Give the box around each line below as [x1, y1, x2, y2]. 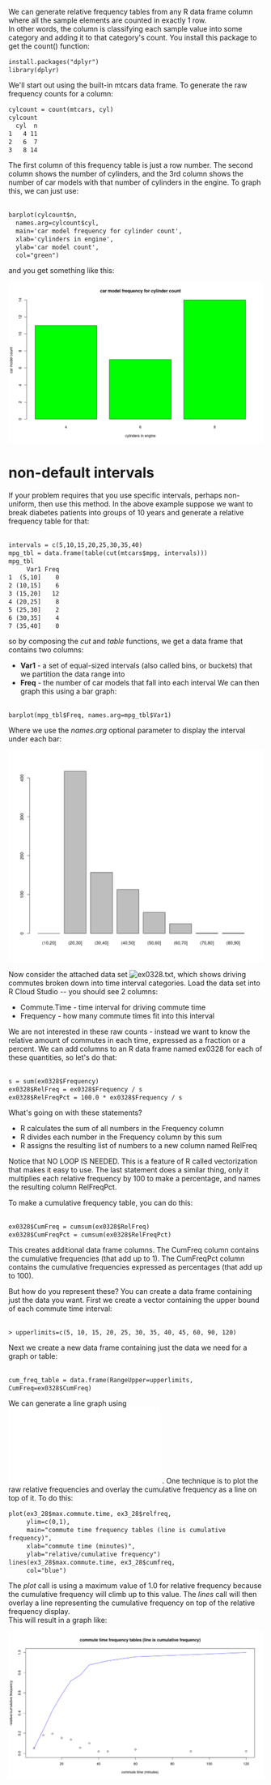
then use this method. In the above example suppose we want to [37, 498, 253, 509]
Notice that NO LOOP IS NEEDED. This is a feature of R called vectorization [8, 1156, 258, 1166]
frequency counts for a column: [8, 89, 113, 98]
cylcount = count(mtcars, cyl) [8, 105, 114, 113]
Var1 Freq [26, 565, 60, 574]
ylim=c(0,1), [26, 1518, 70, 1526]
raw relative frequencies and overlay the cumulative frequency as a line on [8, 1484, 257, 1494]
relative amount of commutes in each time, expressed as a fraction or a [8, 1035, 246, 1044]
